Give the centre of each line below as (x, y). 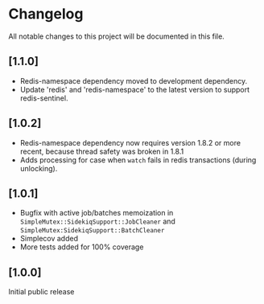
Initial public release (41, 292)
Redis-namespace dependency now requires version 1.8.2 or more (130, 142)
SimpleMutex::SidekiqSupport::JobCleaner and (97, 221)
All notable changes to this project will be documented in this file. (117, 36)
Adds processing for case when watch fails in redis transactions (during (138, 160)
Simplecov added (49, 239)
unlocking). (39, 168)
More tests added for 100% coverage (82, 247)
